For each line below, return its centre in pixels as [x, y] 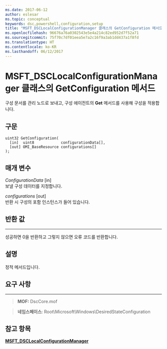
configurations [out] [26, 196]
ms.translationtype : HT [30, 42]
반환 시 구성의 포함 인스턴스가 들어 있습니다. [48, 202]
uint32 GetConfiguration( [32, 138]
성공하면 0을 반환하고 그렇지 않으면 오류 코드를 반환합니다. [62, 237]
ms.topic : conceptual [28, 19]
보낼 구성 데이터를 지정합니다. [34, 186]
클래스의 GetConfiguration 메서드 [88, 88]
